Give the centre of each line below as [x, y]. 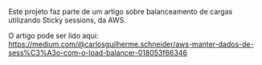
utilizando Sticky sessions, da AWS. [68, 20]
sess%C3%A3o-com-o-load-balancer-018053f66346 [98, 53]
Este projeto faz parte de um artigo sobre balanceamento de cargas [121, 12]
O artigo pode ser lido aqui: [53, 36]
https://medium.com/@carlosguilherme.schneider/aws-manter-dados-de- [131, 44]
